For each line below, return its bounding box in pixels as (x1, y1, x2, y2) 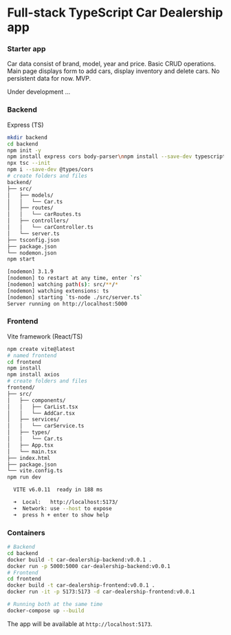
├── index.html (7, 454, 51, 461)
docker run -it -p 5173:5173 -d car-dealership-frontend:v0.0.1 (7, 588, 195, 596)
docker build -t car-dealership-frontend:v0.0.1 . (7, 582, 155, 589)
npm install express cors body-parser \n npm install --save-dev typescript (7, 153, 226, 160)
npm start (7, 256, 36, 263)
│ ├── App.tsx (7, 441, 54, 449)
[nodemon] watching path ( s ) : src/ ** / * (7, 281, 118, 288)
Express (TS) (7, 121, 44, 129)
